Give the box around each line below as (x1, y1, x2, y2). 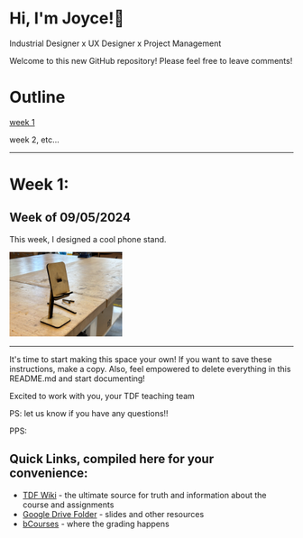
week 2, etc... (9, 134, 60, 145)
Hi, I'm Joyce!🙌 (9, 8, 124, 29)
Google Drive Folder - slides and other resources (22, 508, 205, 519)
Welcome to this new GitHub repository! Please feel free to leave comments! (9, 55, 293, 66)
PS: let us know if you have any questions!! (9, 407, 169, 418)
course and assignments (22, 499, 115, 510)
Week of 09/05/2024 (9, 210, 131, 225)
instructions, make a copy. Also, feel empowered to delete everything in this (9, 363, 291, 374)
